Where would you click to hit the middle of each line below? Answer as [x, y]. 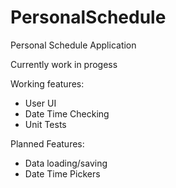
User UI [40, 103]
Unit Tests [45, 124]
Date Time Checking [67, 113]
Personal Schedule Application [73, 45]
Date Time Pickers [62, 173]
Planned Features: [47, 143]
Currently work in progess [64, 64]
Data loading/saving [66, 163]
